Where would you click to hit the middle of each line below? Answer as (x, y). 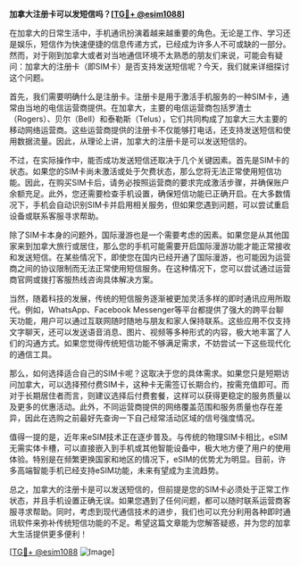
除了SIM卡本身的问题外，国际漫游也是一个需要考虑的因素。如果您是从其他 (146, 235)
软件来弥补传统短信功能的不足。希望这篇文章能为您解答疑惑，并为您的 (146, 523)
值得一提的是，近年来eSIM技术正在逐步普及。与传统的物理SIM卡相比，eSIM (149, 437)
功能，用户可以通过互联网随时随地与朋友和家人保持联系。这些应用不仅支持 (154, 321)
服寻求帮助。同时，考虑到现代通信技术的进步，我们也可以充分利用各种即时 (146, 512)
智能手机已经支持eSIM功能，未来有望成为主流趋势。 (128, 470)
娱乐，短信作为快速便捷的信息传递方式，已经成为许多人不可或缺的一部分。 (154, 44)
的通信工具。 (33, 354)
